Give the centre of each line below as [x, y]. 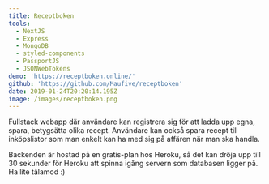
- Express [32, 39]
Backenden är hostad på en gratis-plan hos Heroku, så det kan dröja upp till [134, 155]
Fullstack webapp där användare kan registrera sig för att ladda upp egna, [132, 122]
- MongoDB [32, 46]
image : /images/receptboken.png [63, 99]
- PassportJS [38, 62]
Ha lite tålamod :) [37, 172]
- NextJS [30, 31]
